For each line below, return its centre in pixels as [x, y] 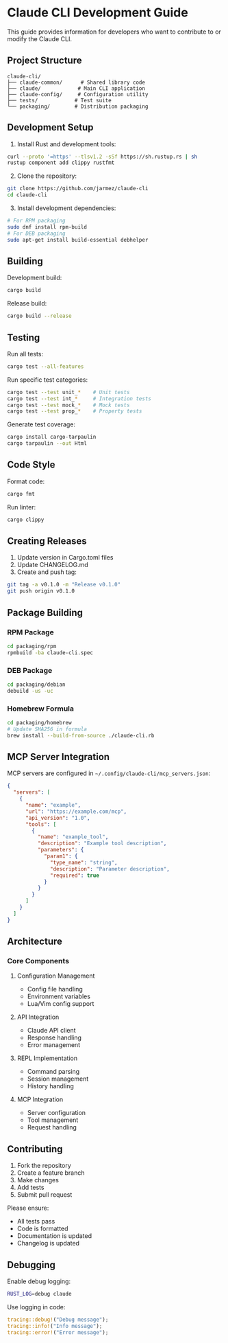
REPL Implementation [47, 1058]
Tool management [53, 1120]
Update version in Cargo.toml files [65, 558]
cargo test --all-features [46, 366]
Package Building [45, 612]
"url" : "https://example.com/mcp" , [76, 812]
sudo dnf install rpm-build [47, 227]
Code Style [31, 465]
